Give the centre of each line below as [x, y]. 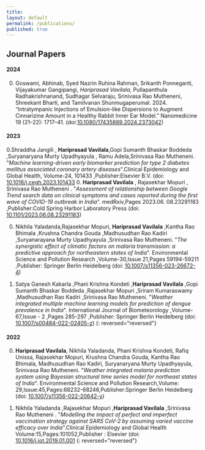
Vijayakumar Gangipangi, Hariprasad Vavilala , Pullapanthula [91, 89]
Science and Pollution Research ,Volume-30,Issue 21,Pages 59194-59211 [107, 259]
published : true [27, 29]
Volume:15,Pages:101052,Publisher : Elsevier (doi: [77, 434]
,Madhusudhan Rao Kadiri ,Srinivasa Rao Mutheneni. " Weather [94, 297]
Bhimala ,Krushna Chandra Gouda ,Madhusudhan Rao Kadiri [91, 233]
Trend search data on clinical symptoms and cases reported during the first [102, 195]
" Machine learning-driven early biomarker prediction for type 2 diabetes [98, 163]
